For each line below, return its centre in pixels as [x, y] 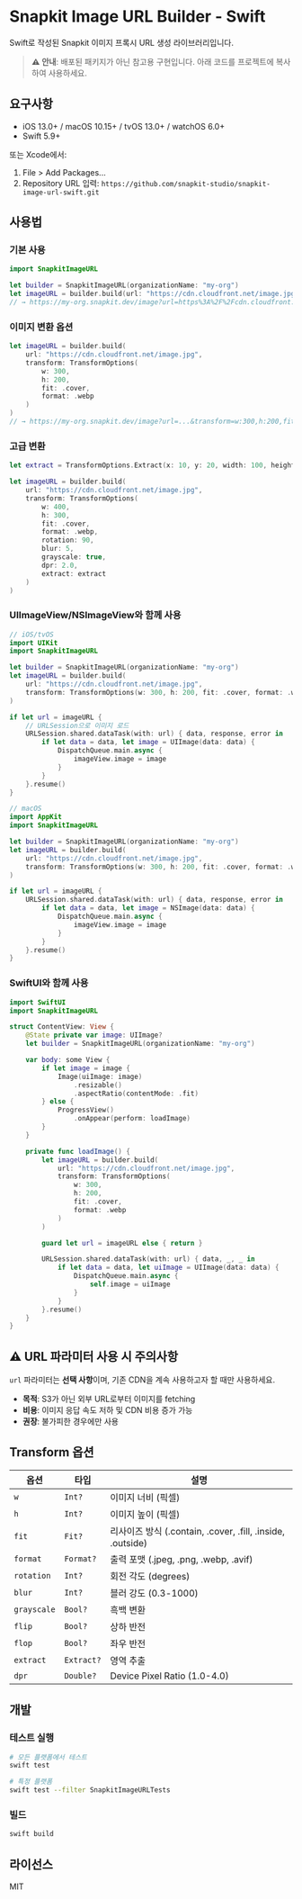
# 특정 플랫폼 [31, 1782]
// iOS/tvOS [31, 634]
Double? [80, 1675]
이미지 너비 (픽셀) [145, 1498]
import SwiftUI [38, 1002]
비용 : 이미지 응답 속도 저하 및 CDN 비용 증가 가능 [107, 1410]
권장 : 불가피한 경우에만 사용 [71, 1422]
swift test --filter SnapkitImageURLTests [90, 1790]
